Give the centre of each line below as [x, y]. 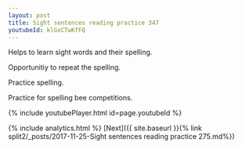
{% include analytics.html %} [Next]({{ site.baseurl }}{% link [105, 128]
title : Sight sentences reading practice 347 [83, 23]
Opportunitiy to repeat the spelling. [65, 67]
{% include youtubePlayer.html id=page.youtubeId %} [95, 113]
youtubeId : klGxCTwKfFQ [47, 30]
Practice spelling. [36, 82]
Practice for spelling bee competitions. [70, 98]
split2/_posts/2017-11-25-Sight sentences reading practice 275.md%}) [121, 136]
